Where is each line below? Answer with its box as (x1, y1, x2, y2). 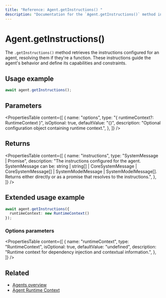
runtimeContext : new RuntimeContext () (9, 211, 90, 216)
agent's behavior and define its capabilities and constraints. (5, 60, 127, 66)
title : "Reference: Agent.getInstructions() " (5, 7, 103, 12)
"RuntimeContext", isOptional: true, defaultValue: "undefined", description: (5, 244, 157, 250)
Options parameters (5, 228, 54, 235)
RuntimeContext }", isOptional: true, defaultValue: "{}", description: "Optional (5, 119, 161, 125)
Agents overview (12, 282, 47, 288)
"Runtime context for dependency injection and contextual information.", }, (5, 249, 157, 255)
